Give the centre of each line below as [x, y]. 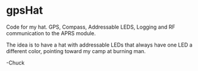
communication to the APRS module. [51, 33]
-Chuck [15, 63]
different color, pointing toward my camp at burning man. [76, 51]
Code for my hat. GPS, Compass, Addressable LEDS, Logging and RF [91, 27]
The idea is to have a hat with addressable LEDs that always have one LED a [99, 45]
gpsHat [25, 10]
